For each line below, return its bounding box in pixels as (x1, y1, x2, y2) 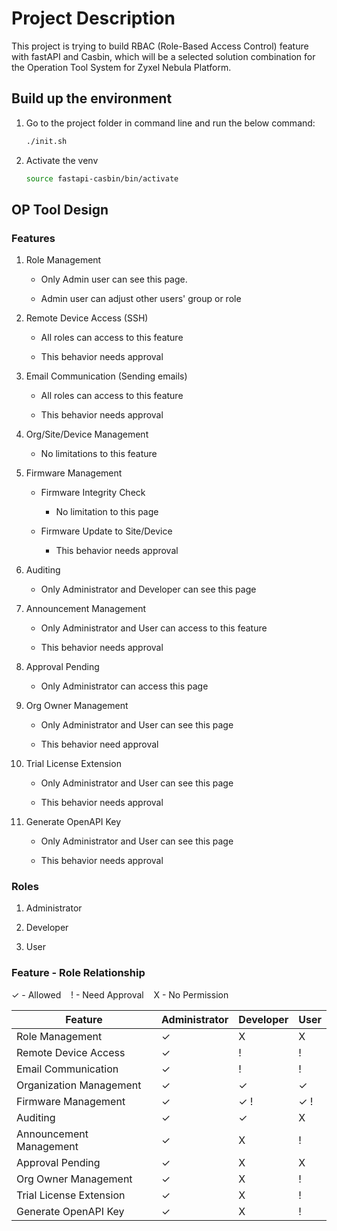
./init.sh (25, 136, 68, 146)
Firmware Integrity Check (40, 487, 146, 499)
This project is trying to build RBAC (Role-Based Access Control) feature (11, 40, 309, 52)
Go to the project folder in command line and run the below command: (25, 117, 316, 129)
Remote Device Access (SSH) (25, 312, 149, 324)
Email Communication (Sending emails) (25, 370, 188, 382)
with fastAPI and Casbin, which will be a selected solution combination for (11, 50, 316, 62)
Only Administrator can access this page (40, 680, 209, 692)
